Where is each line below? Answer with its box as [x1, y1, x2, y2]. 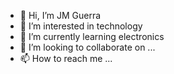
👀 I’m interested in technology [19, 20, 143, 32]
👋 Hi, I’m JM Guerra [19, 10, 102, 21]
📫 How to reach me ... [19, 53, 113, 64]
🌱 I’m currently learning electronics [19, 31, 165, 42]
